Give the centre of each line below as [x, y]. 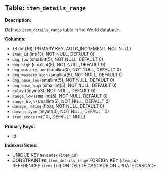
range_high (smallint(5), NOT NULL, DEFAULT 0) [61, 101]
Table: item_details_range [46, 8]
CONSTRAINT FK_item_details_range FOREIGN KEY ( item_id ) [75, 160]
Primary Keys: [20, 126]
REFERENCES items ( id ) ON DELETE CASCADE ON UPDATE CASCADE [84, 165]
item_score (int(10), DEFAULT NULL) [49, 117]
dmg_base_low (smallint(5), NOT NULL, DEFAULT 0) [63, 80]
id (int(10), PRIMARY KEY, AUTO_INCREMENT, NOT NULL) [72, 48]
